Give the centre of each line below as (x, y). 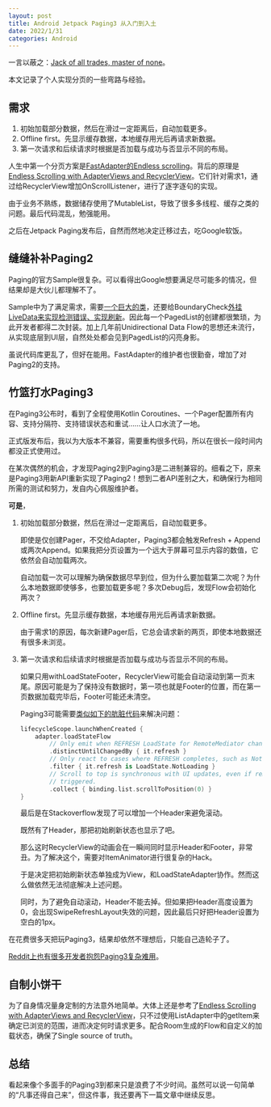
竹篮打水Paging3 (51, 393)
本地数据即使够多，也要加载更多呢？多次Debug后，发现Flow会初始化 (142, 587)
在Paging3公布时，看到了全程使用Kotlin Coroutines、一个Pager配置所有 (128, 413)
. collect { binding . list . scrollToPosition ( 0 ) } (131, 789)
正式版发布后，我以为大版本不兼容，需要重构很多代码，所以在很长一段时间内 (135, 441)
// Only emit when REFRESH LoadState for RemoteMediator (147, 744)
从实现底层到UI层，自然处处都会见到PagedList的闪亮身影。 (106, 337)
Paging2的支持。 (36, 364)
